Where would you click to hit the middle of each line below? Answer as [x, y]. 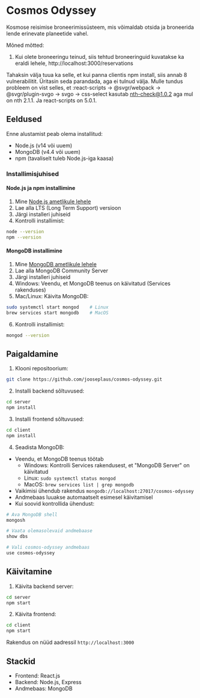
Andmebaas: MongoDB [44, 688]
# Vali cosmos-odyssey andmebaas [48, 548]
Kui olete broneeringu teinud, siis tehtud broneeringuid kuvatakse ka [99, 57]
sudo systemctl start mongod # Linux [58, 307]
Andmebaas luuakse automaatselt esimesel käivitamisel [84, 497]
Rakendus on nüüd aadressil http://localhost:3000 [70, 642]
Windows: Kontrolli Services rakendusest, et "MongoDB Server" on [107, 465]
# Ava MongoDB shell [32, 515]
